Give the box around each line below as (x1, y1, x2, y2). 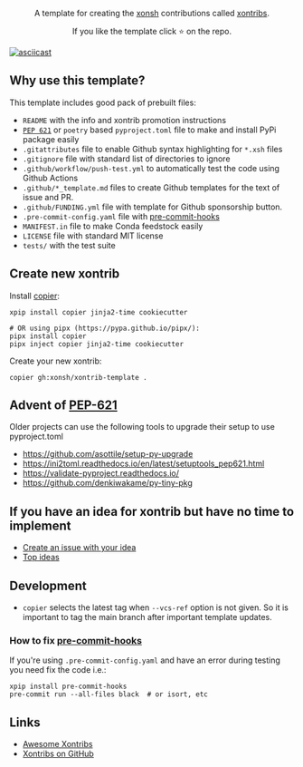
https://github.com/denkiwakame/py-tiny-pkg (22, 478, 193, 489)
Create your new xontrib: (9, 355, 102, 366)
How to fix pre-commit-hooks (9, 634, 143, 646)
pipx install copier (9, 331, 88, 341)
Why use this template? (9, 73, 146, 89)
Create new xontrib (9, 267, 120, 282)
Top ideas (22, 552, 61, 563)
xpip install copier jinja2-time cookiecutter (9, 307, 188, 316)
